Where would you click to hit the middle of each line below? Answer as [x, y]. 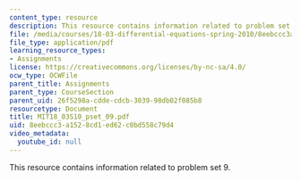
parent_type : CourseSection [62, 92]
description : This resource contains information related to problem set [150, 26]
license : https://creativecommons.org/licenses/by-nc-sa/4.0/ [128, 68]
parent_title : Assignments [60, 84]
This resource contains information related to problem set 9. [120, 167]
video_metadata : [39, 134]
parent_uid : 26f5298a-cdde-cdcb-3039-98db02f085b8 [106, 100]
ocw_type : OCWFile [43, 76]
